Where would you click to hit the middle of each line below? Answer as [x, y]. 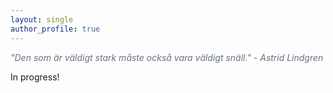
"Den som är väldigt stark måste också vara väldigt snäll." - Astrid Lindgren [167, 57]
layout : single [42, 19]
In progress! [35, 77]
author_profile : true [55, 29]
